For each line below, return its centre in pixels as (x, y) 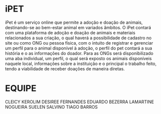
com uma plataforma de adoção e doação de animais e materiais (70, 33)
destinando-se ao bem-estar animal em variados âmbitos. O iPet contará (78, 27)
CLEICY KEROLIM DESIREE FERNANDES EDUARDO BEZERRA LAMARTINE (80, 102)
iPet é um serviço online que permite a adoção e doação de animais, (74, 22)
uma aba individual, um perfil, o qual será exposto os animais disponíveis (79, 58)
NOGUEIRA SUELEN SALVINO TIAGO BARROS (51, 107)
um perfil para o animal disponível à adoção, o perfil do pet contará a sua (79, 48)
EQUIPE (21, 89)
